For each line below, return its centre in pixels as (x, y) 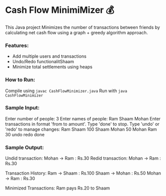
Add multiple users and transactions (49, 56)
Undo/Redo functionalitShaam (43, 62)
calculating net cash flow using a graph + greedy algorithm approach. (77, 32)
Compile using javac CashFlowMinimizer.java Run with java (66, 91)
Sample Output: (25, 147)
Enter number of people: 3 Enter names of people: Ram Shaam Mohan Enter (83, 118)
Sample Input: (22, 108)
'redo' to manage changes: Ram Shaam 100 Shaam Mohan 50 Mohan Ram (81, 129)
